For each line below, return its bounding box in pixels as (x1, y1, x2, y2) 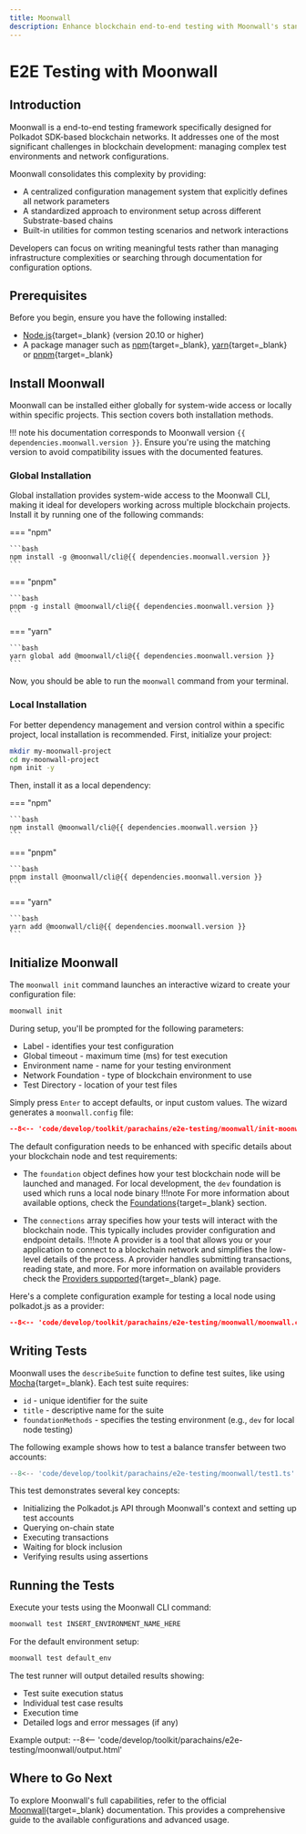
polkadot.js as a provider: (9, 1300, 105, 1311)
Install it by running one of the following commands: (9, 510, 204, 520)
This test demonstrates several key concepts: (9, 1485, 180, 1496)
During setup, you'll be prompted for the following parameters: (9, 1023, 244, 1035)
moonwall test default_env (9, 1654, 112, 1664)
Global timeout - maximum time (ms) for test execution (22, 1050, 229, 1062)
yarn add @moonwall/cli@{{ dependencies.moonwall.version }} (9, 922, 247, 932)
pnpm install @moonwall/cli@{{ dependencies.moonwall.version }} (9, 872, 262, 882)
